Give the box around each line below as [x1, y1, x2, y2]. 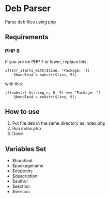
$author [12, 178, 28, 184]
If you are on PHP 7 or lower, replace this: [5, 59, 88, 65]
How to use [5, 108, 40, 116]
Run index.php [12, 126, 41, 132]
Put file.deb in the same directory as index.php [12, 120, 106, 126]
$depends [12, 168, 33, 174]
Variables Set [5, 145, 47, 153]
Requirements [5, 33, 48, 41]
